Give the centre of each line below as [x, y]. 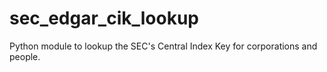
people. [25, 56]
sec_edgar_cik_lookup [104, 18]
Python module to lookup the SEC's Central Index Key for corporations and [163, 46]
